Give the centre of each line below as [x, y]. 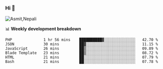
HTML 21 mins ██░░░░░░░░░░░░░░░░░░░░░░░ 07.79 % [81, 57]
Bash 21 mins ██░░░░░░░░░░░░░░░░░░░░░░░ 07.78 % [81, 62]
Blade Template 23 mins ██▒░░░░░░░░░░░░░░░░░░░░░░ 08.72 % [81, 53]
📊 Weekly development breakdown [43, 29]
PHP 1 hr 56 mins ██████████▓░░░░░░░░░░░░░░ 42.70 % [81, 40]
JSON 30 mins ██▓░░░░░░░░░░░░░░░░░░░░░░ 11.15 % [81, 44]
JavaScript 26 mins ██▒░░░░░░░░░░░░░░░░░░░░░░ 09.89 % [81, 49]
